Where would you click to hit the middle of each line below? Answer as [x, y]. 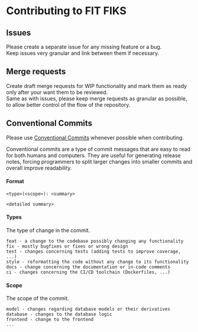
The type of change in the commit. [48, 230]
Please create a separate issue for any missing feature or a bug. [84, 47]
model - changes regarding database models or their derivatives [88, 309]
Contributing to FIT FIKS [66, 11]
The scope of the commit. [38, 298]
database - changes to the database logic [59, 314]
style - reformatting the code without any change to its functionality [98, 262]
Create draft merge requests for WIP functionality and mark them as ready [97, 86]
